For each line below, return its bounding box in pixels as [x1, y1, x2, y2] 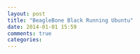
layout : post [7, 10, 46, 18]
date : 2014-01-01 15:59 [7, 23, 77, 30]
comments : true [7, 29, 52, 37]
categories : [7, 36, 42, 43]
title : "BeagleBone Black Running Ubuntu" [7, 17, 134, 24]
